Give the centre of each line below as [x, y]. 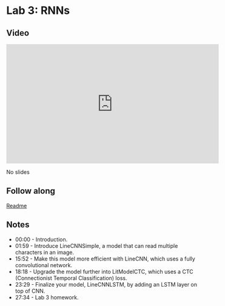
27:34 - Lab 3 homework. [47, 297]
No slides [18, 172]
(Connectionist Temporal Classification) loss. [71, 278]
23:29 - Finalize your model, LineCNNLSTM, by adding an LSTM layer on [106, 284]
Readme [17, 205]
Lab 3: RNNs [38, 11]
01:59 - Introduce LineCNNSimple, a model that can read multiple [96, 245]
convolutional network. [44, 265]
